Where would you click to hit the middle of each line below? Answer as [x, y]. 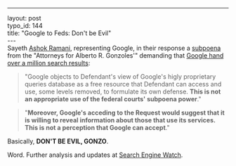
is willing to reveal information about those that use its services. [120, 120]
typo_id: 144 [25, 26]
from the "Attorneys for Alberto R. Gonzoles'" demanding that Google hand [116, 56]
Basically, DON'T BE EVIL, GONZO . [58, 141]
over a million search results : [49, 63]
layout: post [24, 18]
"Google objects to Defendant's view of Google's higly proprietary [120, 77]
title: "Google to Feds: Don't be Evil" [59, 33]
